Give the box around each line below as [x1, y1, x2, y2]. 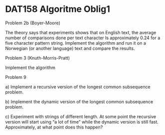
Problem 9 [5, 74, 26, 80]
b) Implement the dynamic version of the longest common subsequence [5, 98, 154, 105]
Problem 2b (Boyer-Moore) [5, 20, 61, 26]
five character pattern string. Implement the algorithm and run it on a [5, 40, 146, 46]
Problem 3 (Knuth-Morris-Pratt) [5, 55, 70, 61]
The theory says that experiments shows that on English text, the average [5, 29, 157, 35]
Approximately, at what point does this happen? [5, 124, 103, 130]
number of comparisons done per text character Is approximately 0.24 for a [5, 35, 161, 41]
